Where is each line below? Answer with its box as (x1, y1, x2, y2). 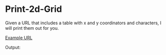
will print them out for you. (5, 25, 59, 31)
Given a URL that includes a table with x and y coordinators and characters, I (5, 20, 162, 26)
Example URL (5, 35, 33, 41)
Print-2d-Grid (5, 3, 62, 15)
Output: (5, 44, 21, 50)
